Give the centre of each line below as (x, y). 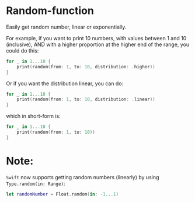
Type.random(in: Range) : (36, 183)
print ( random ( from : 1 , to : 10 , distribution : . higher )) (86, 67)
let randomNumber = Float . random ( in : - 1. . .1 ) (62, 194)
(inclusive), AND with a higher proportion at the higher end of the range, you (98, 44)
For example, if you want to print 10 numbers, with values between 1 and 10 (96, 38)
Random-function (50, 11)
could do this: (22, 50)
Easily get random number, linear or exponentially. (66, 27)
